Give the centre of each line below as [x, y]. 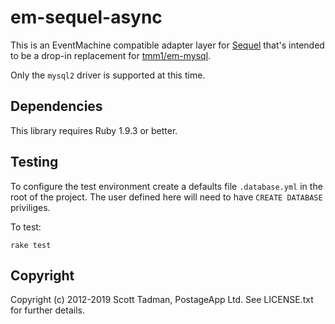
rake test [31, 245]
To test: [26, 227]
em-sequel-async [86, 17]
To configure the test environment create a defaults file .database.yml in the [166, 186]
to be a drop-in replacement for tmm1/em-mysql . [111, 55]
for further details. [47, 310]
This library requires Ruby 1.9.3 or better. [94, 130]
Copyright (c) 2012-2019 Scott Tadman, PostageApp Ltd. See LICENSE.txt [162, 300]
